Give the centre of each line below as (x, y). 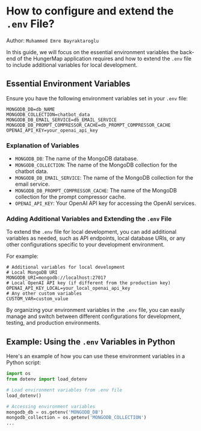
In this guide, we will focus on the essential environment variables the (92, 52)
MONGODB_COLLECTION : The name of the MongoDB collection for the (96, 165)
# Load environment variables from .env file (64, 390)
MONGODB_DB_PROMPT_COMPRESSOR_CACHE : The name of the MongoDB (96, 191)
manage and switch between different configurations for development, (94, 316)
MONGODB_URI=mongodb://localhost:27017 (56, 278)
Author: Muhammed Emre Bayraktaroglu (53, 40)
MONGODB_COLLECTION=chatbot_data (48, 115)
